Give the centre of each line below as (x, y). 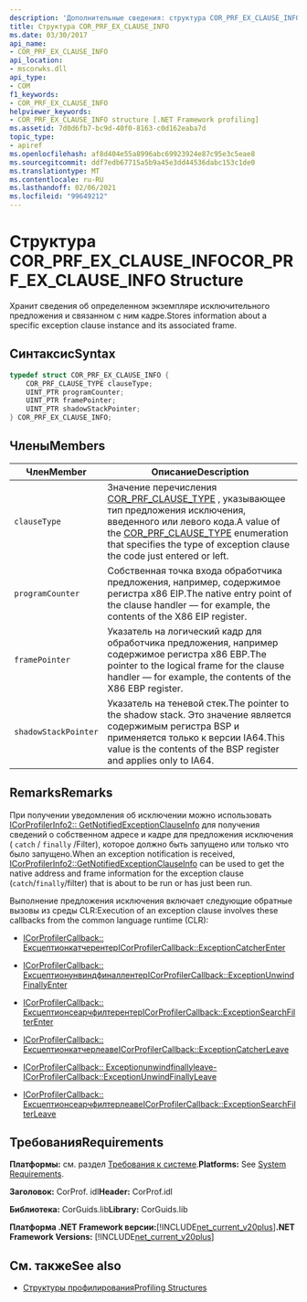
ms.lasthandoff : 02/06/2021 (63, 188)
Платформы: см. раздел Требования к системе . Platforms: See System (148, 1164)
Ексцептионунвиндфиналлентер (85, 975)
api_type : (28, 78)
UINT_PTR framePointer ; (71, 400)
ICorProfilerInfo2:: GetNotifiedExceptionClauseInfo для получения (135, 825)
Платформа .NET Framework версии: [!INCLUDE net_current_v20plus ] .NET (152, 1227)
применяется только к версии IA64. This (196, 737)
